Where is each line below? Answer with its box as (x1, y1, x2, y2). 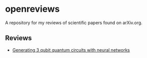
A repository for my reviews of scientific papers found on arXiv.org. (5, 20, 143, 26)
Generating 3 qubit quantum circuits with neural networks (12, 47, 130, 53)
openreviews (5, 3, 60, 15)
